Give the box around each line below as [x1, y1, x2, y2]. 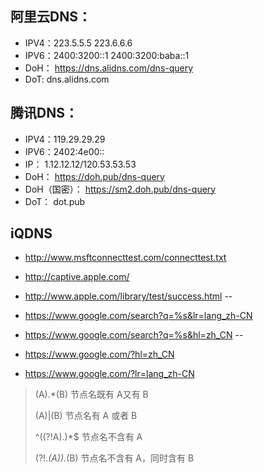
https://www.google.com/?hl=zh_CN [24, 348, 175, 361]
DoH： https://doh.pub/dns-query [24, 170, 165, 182]
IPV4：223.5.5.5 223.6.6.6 [24, 37, 133, 49]
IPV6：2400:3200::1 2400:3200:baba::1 [24, 49, 190, 61]
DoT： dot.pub [24, 195, 86, 207]
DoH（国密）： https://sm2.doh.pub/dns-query [24, 183, 217, 195]
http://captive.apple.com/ [24, 271, 130, 283]
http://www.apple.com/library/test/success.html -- [24, 290, 233, 302]
